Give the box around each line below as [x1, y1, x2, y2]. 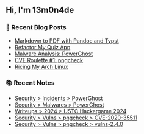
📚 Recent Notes [5, 79, 56, 87]
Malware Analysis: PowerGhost [14, 50, 93, 57]
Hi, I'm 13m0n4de [5, 5, 74, 15]
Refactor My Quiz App [14, 43, 71, 51]
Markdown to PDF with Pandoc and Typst [14, 37, 120, 44]
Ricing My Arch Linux [14, 63, 68, 70]
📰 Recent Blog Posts [5, 23, 67, 32]
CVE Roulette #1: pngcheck [14, 56, 84, 63]
